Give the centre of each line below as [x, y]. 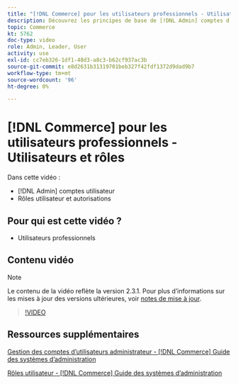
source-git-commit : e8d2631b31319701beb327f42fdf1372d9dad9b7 [101, 67]
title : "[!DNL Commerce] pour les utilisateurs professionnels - [106, 14]
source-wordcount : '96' [42, 80]
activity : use [28, 54]
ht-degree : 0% [28, 86]
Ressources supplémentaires [73, 335]
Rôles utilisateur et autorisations [64, 198]
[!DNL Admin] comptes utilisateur [66, 191]
